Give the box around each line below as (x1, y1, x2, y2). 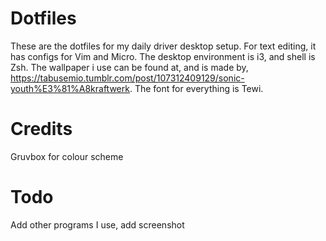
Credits (10, 118, 73, 141)
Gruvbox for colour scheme (10, 150, 124, 162)
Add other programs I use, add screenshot (10, 218, 185, 231)
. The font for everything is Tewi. (129, 82, 264, 94)
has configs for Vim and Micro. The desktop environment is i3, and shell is (10, 50, 316, 62)
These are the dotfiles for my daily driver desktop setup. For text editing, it (10, 40, 317, 52)
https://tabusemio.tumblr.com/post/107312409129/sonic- (10, 72, 245, 84)
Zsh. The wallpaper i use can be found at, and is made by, (10, 61, 249, 73)
